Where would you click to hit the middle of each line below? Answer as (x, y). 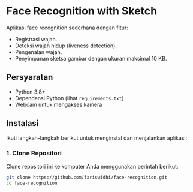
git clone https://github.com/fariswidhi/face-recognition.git (87, 177)
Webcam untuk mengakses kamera (58, 104)
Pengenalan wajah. (38, 52)
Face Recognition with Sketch (82, 11)
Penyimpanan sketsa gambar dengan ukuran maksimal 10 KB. (91, 58)
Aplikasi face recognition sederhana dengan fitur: (67, 28)
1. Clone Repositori (34, 153)
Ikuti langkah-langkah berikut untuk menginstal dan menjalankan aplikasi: (97, 138)
